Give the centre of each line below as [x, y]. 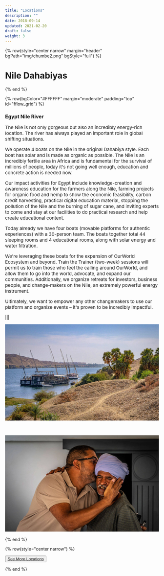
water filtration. [21, 246]
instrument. [17, 291]
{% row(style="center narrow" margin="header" [54, 51]
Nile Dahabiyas [36, 76]
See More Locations [26, 559]
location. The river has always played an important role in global [74, 133]
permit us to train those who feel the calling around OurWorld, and [76, 268]
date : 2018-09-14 [23, 21]
